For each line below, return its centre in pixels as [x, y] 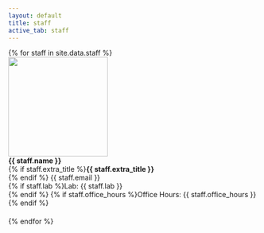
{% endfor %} [31, 221]
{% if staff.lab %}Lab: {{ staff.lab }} [66, 186]
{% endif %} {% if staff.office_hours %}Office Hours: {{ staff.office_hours [128, 195]
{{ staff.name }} [35, 161]
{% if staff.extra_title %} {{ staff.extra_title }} [82, 169]
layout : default [35, 16]
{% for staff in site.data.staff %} [60, 53]
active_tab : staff [39, 30]
